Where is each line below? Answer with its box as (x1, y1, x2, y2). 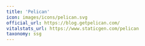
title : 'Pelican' (6, 8, 50, 15)
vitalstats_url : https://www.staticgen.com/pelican (6, 25, 139, 32)
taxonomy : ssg (6, 31, 42, 37)
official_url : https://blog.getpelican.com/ (6, 20, 120, 26)
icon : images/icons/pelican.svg (6, 14, 88, 20)
